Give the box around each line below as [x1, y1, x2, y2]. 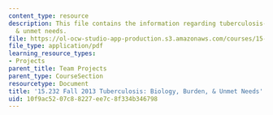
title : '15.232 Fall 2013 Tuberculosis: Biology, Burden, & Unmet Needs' [8, 87, 264, 96]
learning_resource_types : [8, 49, 96, 57]
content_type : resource [8, 11, 89, 20]
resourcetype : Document [8, 79, 89, 87]
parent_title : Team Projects [8, 65, 107, 73]
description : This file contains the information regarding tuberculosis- [8, 19, 267, 28]
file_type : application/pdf [8, 42, 104, 50]
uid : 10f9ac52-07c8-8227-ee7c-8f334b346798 [8, 95, 158, 103]
